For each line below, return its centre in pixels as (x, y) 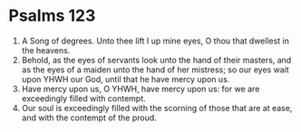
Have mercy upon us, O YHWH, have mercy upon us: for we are (141, 89)
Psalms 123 (52, 16)
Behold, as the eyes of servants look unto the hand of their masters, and (156, 60)
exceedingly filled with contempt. (83, 98)
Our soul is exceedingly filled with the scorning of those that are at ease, (157, 108)
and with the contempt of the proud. (89, 118)
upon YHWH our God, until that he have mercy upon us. (126, 79)
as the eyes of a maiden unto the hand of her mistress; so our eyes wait (155, 70)
